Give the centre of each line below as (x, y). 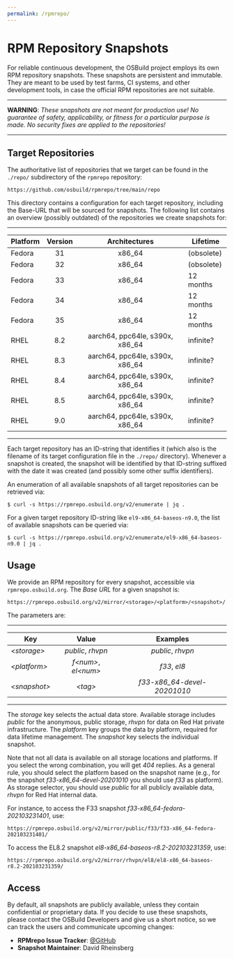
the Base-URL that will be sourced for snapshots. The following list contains (116, 211)
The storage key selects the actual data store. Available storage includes (111, 715)
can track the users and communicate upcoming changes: (91, 927)
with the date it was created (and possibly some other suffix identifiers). (110, 471)
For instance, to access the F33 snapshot (67, 808)
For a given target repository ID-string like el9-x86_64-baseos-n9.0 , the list (114, 518)
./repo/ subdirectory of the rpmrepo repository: (75, 177)
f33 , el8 (173, 667)
